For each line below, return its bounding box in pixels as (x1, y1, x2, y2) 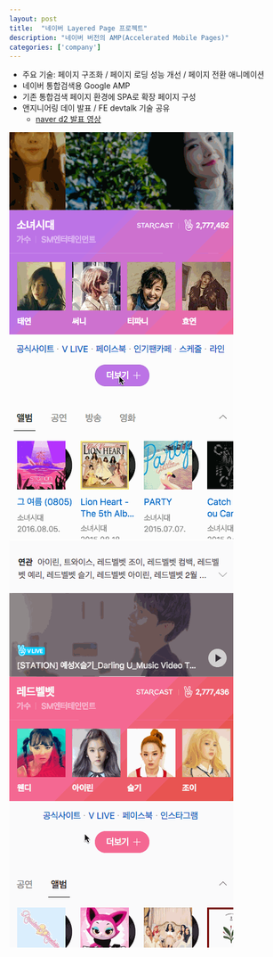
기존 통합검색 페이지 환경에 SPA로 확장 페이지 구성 (21, 92, 197, 103)
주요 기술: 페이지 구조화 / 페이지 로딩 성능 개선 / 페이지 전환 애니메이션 (21, 70, 265, 80)
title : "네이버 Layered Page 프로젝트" (9, 23, 149, 33)
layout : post (9, 14, 58, 23)
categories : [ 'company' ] (9, 43, 101, 52)
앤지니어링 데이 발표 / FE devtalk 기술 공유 (21, 103, 171, 113)
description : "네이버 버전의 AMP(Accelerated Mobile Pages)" (9, 33, 229, 42)
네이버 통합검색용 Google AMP (21, 80, 131, 91)
